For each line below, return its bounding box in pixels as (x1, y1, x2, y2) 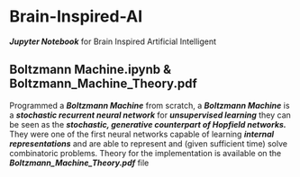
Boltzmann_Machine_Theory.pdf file (9, 157, 150, 168)
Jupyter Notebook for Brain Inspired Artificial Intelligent (9, 36, 217, 47)
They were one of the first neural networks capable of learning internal (9, 128, 275, 139)
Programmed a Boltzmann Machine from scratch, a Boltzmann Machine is (9, 100, 290, 111)
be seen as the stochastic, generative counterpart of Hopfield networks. (9, 119, 286, 129)
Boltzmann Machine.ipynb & (9, 62, 172, 77)
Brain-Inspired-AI (9, 6, 143, 27)
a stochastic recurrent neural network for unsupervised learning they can (9, 110, 291, 120)
